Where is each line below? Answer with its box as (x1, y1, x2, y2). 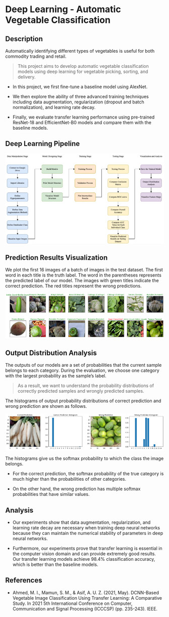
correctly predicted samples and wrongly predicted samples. (17, 388, 145, 394)
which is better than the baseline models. (12, 561, 98, 568)
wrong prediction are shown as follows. (5, 403, 87, 409)
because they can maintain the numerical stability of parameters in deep (12, 530, 163, 536)
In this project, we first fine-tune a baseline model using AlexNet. (12, 84, 148, 90)
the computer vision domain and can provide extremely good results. (12, 551, 156, 557)
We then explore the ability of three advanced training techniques (12, 94, 149, 99)
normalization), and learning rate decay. (12, 104, 96, 110)
